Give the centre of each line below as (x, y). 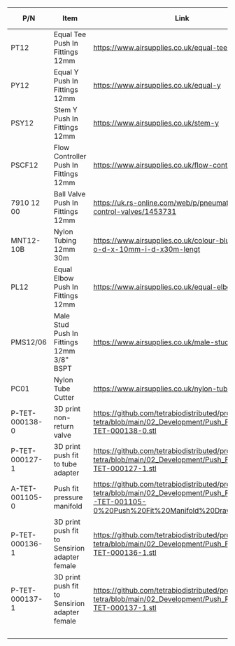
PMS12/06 (29, 342)
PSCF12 (24, 165)
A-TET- (24, 489)
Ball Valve (70, 194)
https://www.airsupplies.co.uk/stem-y (156, 123)
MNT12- (26, 240)
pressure (68, 497)
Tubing (65, 240)
